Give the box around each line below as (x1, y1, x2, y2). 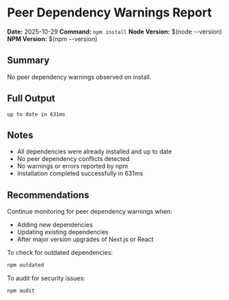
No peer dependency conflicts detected (16, 155, 130, 163)
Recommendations (7, 189, 90, 201)
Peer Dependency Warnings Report (7, 5, 212, 21)
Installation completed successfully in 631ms (16, 169, 144, 177)
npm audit (7, 288, 36, 295)
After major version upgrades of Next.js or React (16, 235, 154, 244)
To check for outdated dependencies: (7, 249, 113, 257)
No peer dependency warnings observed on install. (7, 73, 152, 81)
